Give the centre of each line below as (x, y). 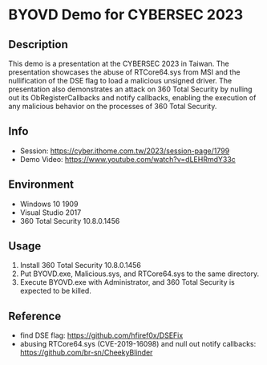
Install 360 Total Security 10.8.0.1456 (81, 266)
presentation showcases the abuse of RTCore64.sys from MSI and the (124, 72)
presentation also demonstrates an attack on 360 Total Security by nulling (130, 89)
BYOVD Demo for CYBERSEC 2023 (126, 15)
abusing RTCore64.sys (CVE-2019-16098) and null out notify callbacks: (138, 344)
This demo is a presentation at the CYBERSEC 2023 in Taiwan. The (119, 63)
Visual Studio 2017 (51, 212)
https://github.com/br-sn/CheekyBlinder (86, 353)
